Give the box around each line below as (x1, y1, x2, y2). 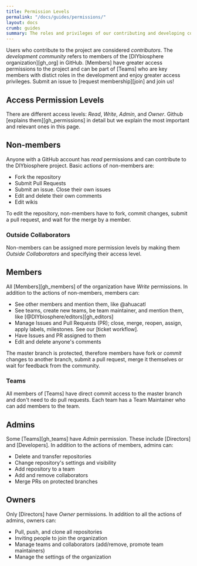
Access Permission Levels (6, 95, 104, 105)
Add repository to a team (14, 465, 75, 472)
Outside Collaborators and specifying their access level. (6, 251, 142, 258)
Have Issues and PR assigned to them (14, 332, 107, 339)
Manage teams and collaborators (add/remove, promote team (14, 541, 164, 548)
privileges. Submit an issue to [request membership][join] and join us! (6, 78, 174, 85)
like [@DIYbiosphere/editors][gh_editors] (14, 313, 114, 320)
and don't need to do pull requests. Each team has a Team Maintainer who (6, 397, 186, 404)
